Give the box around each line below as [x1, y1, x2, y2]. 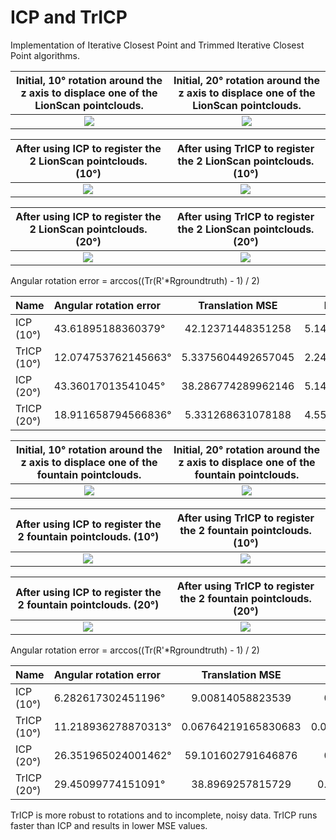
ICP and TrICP [10, 6, 128, 29]
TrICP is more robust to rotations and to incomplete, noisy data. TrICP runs [10, 809, 318, 821]
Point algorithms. [10, 49, 81, 61]
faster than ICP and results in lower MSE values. [10, 819, 208, 831]
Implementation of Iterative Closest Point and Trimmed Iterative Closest [10, 39, 305, 51]
